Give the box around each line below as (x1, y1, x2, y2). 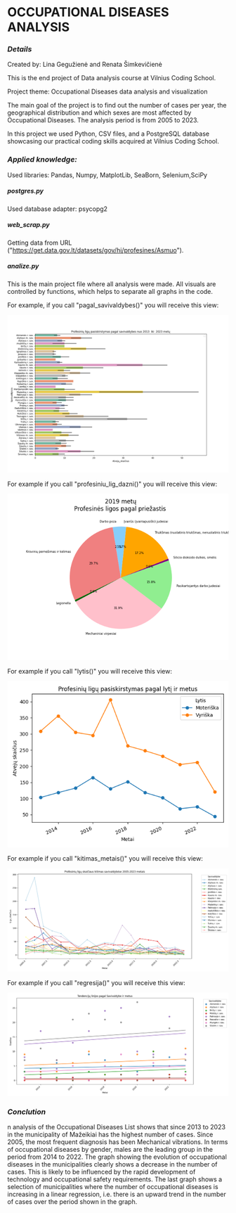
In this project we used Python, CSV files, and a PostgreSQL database (7, 129, 209, 138)
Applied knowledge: (7, 155, 77, 165)
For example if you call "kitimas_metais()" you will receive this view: (7, 854, 204, 863)
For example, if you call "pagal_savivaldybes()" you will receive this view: (7, 300, 219, 309)
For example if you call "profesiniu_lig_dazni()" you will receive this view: (7, 480, 218, 489)
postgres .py (7, 187, 44, 195)
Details (7, 44, 32, 54)
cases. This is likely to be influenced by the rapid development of (7, 1168, 196, 1176)
